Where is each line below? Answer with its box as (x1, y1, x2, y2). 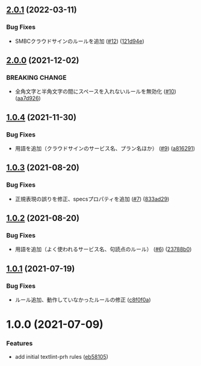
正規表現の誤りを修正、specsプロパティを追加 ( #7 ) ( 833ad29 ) (14, 195, 170, 202)
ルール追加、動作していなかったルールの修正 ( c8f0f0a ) (14, 296, 152, 304)
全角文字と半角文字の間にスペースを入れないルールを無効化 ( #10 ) (14, 88, 176, 95)
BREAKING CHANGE (6, 74, 67, 82)
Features (6, 339, 33, 348)
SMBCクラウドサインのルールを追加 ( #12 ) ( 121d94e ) (14, 37, 144, 45)
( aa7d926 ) (14, 95, 41, 102)
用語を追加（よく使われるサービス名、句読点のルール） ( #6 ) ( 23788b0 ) (14, 246, 192, 253)
